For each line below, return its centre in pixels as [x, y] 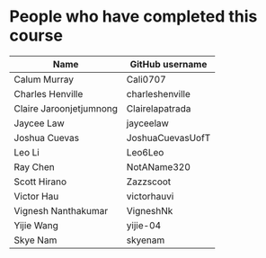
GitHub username [168, 64]
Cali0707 [146, 79]
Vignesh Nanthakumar [61, 210]
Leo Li [27, 152]
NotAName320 [159, 166]
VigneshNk [150, 210]
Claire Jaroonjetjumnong [66, 108]
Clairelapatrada [159, 108]
